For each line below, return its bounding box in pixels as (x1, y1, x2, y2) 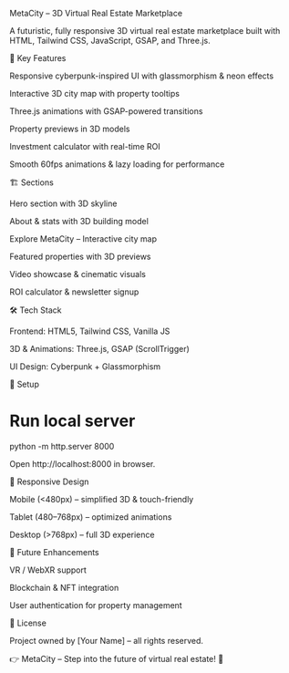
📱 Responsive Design (9, 476, 89, 487)
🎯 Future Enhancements (9, 546, 99, 557)
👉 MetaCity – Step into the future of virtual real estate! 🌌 (9, 653, 224, 664)
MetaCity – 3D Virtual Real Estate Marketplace (9, 8, 183, 18)
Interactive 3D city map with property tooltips (9, 88, 181, 98)
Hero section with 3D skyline (9, 198, 118, 209)
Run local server (9, 410, 136, 431)
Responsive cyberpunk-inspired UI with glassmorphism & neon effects (9, 70, 274, 81)
